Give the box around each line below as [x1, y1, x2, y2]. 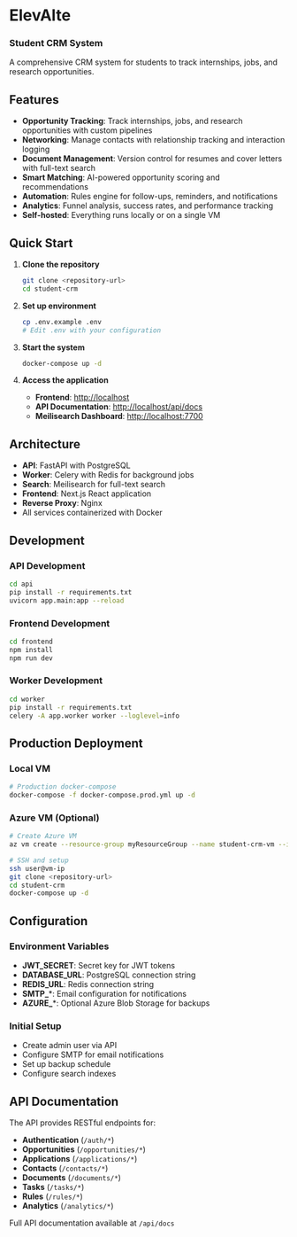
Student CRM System [9, 37, 103, 50]
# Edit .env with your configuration [21, 325, 162, 335]
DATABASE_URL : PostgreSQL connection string [21, 969, 196, 980]
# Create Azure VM [9, 832, 77, 841]
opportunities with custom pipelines [21, 125, 153, 136]
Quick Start [9, 236, 73, 251]
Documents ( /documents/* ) [21, 1172, 122, 1183]
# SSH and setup [9, 856, 69, 865]
